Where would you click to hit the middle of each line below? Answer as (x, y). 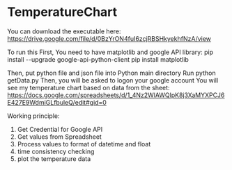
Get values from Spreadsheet (60, 137)
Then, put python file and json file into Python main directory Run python (111, 73)
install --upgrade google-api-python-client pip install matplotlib (98, 59)
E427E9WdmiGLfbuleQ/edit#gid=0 (57, 102)
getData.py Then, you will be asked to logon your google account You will (113, 80)
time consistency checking (56, 151)
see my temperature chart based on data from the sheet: (88, 87)
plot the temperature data (54, 159)
